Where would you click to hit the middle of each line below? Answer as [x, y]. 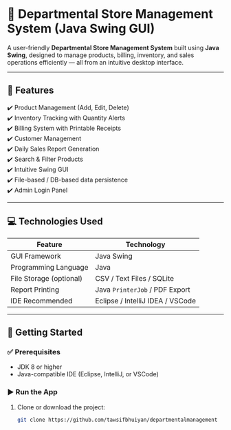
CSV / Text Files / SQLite [134, 278]
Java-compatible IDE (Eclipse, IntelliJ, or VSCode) [88, 374]
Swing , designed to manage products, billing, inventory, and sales [101, 55]
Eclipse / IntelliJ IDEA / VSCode [145, 301]
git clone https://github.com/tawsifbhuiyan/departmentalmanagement [117, 420]
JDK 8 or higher [40, 367]
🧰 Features [31, 90]
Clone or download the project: [61, 407]
